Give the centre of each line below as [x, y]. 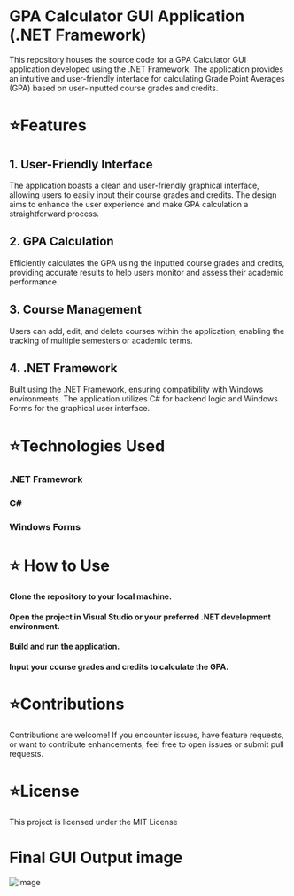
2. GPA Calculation [62, 242]
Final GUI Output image [96, 857]
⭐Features [48, 125]
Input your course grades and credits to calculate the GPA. [119, 666]
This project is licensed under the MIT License [94, 822]
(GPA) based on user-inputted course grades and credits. [114, 88]
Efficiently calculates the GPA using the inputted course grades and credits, [147, 262]
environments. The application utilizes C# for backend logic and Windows [144, 399]
